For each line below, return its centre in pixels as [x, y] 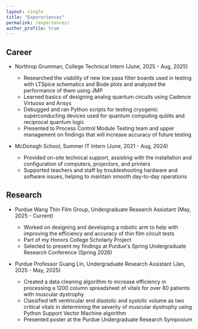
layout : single [25, 12]
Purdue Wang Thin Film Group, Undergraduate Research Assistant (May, [103, 209]
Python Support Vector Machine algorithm [75, 313]
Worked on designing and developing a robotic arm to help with [101, 227]
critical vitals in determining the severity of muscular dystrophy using [108, 306]
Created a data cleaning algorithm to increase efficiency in [95, 282]
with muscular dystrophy [54, 294]
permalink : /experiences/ [38, 23]
